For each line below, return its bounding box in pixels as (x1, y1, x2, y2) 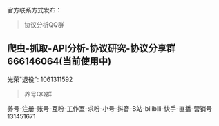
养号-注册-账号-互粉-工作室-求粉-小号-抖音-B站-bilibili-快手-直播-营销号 (7, 104, 212, 112)
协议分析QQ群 (23, 21, 64, 29)
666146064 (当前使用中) (7, 56, 112, 67)
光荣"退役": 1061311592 (7, 75, 73, 83)
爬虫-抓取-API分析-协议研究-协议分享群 (7, 43, 176, 54)
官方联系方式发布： (7, 6, 62, 14)
